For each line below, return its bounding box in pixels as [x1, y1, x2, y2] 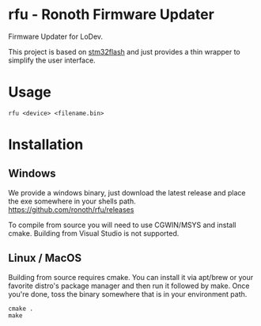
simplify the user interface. [8, 55, 96, 65]
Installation [8, 136, 84, 154]
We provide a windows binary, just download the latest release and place [8, 188, 246, 197]
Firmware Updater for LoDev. [8, 32, 104, 41]
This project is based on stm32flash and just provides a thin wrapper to [8, 47, 240, 56]
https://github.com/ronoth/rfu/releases [8, 204, 134, 214]
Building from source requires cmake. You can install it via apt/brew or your [8, 272, 254, 282]
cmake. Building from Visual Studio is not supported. [8, 228, 180, 238]
